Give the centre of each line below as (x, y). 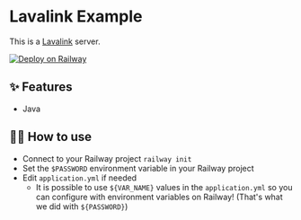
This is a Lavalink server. (55, 41)
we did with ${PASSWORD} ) (82, 206)
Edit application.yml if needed (80, 178)
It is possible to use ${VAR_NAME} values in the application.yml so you (164, 187)
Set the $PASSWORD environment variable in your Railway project (138, 168)
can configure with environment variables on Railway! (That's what (159, 197)
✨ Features (41, 87)
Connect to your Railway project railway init (107, 158)
